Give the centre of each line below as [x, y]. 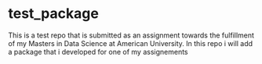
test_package [54, 14]
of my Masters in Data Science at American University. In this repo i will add [131, 43]
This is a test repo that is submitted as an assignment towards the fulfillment [131, 35]
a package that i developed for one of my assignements [98, 52]
